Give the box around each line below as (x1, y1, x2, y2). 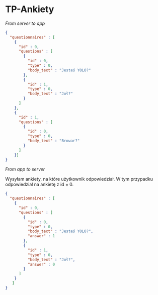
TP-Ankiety (5, 4, 54, 15)
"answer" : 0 (27, 262, 55, 267)
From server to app (5, 20, 45, 26)
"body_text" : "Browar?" (27, 138, 80, 144)
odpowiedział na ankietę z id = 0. (5, 181, 74, 188)
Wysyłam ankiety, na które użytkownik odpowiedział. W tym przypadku (5, 176, 153, 182)
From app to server (5, 166, 45, 173)
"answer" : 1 (27, 234, 55, 239)
